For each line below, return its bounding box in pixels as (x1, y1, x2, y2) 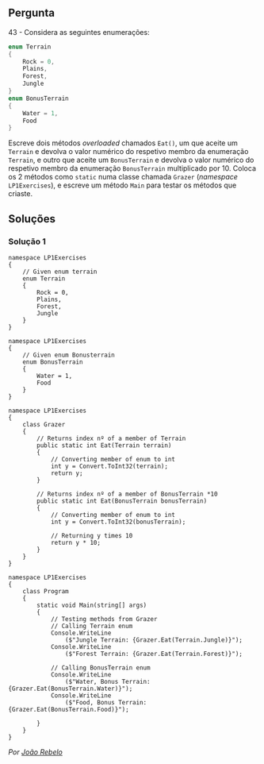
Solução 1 (8, 236, 46, 247)
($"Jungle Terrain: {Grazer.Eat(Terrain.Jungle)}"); (64, 636, 243, 644)
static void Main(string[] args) (36, 601, 147, 609)
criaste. (8, 189, 33, 199)
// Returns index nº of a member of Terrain (36, 434, 186, 442)
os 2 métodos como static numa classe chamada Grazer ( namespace (8, 172, 238, 182)
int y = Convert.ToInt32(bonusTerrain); (50, 518, 186, 526)
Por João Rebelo (8, 747, 63, 757)
